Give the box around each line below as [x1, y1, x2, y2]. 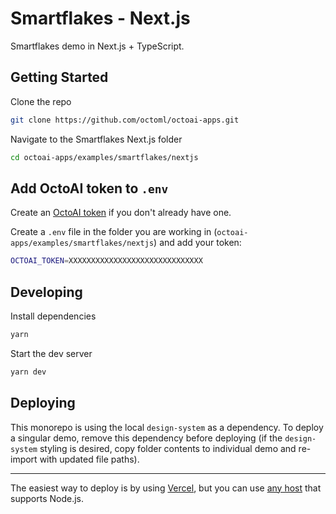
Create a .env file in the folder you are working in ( [10, 226, 218, 238]
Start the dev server [10, 347, 93, 359]
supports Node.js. [10, 492, 84, 504]
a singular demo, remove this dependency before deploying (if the [10, 432, 283, 444]
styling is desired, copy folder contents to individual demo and [39, 442, 297, 454]
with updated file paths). [39, 453, 140, 465]
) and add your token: [153, 237, 242, 249]
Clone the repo [10, 95, 72, 107]
